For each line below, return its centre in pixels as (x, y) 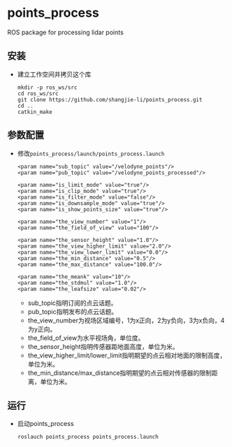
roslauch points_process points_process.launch (88, 437)
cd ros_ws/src (38, 93)
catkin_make (35, 112)
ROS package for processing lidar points (65, 32)
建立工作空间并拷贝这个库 (54, 74)
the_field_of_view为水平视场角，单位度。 (86, 338)
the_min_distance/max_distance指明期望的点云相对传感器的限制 (119, 373)
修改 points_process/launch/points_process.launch (91, 153)
